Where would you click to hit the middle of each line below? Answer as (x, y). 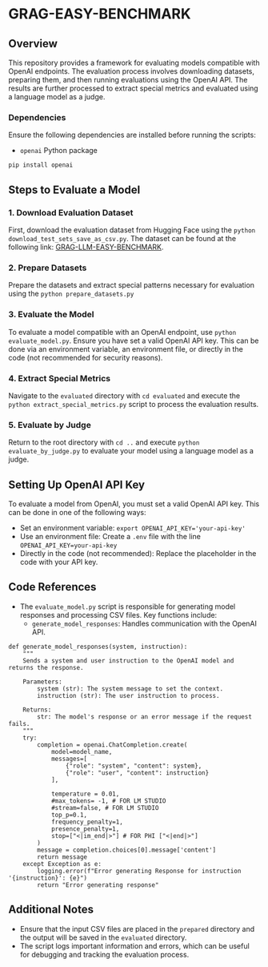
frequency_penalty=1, (87, 822)
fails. (19, 723)
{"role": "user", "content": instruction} (137, 773)
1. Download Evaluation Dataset (71, 212)
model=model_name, (82, 751)
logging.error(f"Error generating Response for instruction (139, 871)
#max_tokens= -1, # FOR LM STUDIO (108, 801)
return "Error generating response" (98, 885)
